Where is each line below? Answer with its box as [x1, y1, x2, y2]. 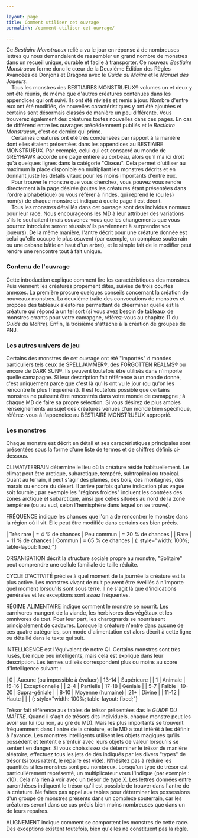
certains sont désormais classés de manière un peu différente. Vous [6, 109, 172, 116]
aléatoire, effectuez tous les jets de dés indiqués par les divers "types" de [6, 751, 186, 758]
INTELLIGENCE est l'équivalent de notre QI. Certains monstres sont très [6, 646, 181, 653]
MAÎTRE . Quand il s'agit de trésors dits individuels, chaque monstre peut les [6, 713, 191, 720]
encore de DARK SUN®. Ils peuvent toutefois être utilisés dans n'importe [6, 367, 183, 374]
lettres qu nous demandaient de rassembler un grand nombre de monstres [6, 53, 188, 60]
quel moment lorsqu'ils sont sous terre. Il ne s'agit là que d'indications [6, 585, 177, 593]
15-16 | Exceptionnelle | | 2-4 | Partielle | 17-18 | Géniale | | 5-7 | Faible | [6, 683, 179, 690]
